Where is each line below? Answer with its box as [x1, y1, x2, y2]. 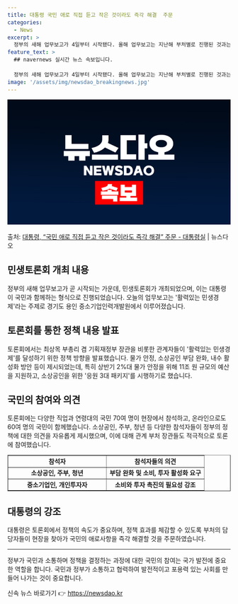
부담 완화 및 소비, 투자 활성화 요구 [109, 469, 202, 477]
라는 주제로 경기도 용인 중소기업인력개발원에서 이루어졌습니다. [15, 301, 186, 310]
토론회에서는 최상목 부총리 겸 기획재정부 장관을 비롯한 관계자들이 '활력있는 [7, 344, 212, 353]
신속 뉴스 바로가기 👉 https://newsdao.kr [7, 589, 123, 597]
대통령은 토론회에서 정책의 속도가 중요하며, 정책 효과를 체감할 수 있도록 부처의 [7, 525, 221, 534]
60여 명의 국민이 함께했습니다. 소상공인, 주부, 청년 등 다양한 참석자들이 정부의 [7, 423, 221, 431]
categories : [7, 18, 42, 26]
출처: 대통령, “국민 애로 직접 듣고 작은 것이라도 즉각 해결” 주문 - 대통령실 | [7, 233, 210, 240]
